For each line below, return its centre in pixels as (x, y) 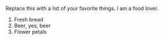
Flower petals (30, 32)
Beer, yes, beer (32, 26)
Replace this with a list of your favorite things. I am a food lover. (82, 8)
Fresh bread (28, 19)
